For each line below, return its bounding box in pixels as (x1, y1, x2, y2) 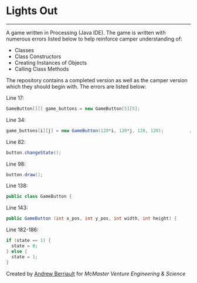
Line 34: (6, 116, 26, 123)
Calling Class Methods (14, 65, 69, 72)
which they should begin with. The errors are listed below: (6, 83, 147, 90)
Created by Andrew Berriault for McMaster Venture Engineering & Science (6, 270, 186, 277)
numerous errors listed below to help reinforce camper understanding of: (6, 35, 183, 42)
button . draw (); (6, 171, 43, 177)
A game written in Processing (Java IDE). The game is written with (6, 29, 166, 36)
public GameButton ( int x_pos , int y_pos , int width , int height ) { (6, 215, 177, 221)
